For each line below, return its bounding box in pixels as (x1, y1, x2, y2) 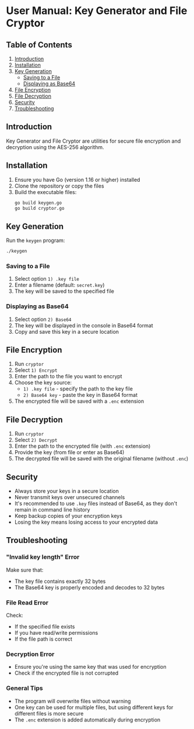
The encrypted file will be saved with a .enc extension (14, 398, 144, 405)
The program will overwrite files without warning (14, 697, 131, 704)
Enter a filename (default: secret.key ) (14, 282, 105, 289)
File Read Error (6, 598, 48, 606)
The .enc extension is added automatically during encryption (14, 716, 161, 723)
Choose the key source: (14, 379, 72, 386)
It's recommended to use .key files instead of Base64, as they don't (14, 500, 178, 507)
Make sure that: (6, 566, 44, 573)
